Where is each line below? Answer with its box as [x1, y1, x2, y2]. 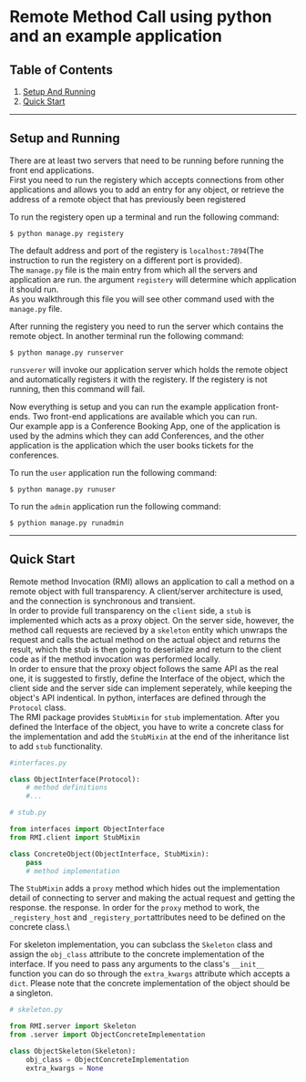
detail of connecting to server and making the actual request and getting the [9, 892, 296, 903]
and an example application [9, 26, 223, 46]
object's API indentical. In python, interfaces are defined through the [9, 692, 267, 703]
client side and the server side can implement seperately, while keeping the [9, 682, 293, 694]
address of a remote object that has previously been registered [9, 193, 246, 204]
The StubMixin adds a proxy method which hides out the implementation [9, 882, 280, 894]
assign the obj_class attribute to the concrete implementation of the [9, 949, 265, 960]
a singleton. [9, 987, 54, 999]
